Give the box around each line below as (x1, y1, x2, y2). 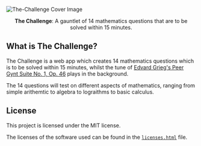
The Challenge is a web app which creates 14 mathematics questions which (6, 57, 194, 65)
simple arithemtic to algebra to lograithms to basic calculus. (6, 88, 155, 95)
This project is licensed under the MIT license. (6, 121, 121, 129)
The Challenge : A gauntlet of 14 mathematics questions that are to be (14, 17, 188, 24)
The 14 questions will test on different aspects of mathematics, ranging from (6, 81, 196, 89)
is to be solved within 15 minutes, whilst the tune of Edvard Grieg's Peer (6, 63, 184, 71)
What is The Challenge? (6, 41, 98, 51)
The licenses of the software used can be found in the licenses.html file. (6, 133, 188, 141)
